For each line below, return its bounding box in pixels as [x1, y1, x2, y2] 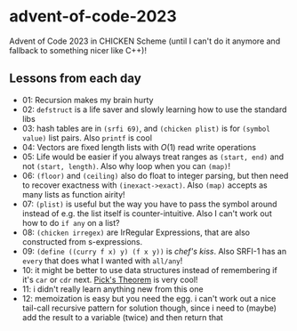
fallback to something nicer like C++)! [9, 44, 147, 55]
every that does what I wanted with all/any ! [21, 255, 183, 266]
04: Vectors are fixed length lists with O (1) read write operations [21, 141, 256, 152]
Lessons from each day [9, 71, 142, 86]
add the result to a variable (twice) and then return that [21, 311, 224, 322]
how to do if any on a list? [21, 217, 120, 228]
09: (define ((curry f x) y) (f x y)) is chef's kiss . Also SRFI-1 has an [21, 246, 287, 256]
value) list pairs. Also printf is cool [21, 132, 153, 143]
